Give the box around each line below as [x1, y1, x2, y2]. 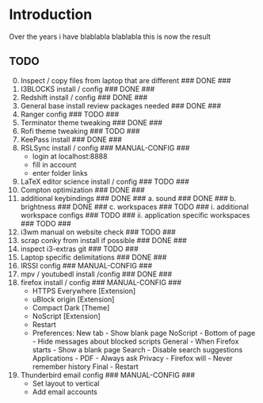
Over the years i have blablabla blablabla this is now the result [9, 32, 211, 41]
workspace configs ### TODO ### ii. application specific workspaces [20, 210, 250, 219]
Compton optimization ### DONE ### [20, 184, 145, 195]
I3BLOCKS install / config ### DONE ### [20, 84, 155, 93]
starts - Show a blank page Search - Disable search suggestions [32, 344, 243, 354]
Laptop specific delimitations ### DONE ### [20, 252, 167, 262]
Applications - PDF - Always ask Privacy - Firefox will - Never [32, 353, 233, 363]
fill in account [32, 160, 77, 169]
